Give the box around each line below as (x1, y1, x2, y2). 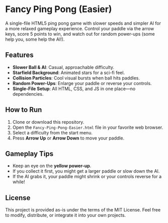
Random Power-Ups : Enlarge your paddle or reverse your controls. (12, 80, 152, 86)
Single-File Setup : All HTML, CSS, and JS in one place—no (12, 86, 136, 92)
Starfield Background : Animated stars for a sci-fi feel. (12, 69, 125, 76)
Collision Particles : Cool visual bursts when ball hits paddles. (12, 75, 140, 81)
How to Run (5, 106, 42, 114)
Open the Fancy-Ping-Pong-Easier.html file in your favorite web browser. (12, 124, 163, 130)
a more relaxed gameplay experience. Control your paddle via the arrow (5, 25, 154, 31)
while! (12, 179, 25, 185)
